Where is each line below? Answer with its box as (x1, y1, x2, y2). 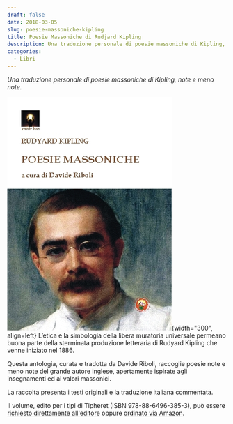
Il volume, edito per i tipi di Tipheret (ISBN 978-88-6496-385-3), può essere (7, 401, 226, 409)
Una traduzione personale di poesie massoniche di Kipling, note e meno (7, 75, 214, 84)
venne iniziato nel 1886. (7, 346, 75, 354)
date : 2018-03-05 (7, 18, 58, 26)
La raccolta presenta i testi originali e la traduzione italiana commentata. (7, 388, 214, 396)
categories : (7, 48, 42, 55)
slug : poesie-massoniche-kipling (7, 26, 104, 33)
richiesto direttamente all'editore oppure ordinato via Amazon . (7, 409, 185, 417)
